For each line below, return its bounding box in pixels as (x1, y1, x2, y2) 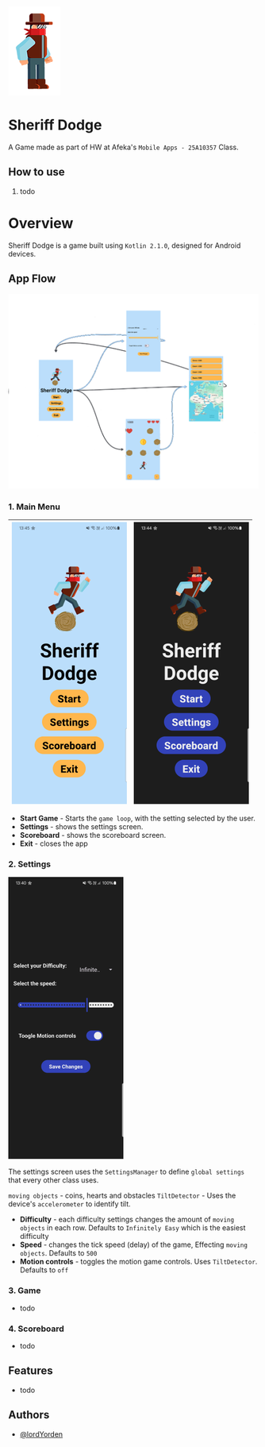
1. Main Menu (8, 501, 61, 512)
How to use (8, 165, 65, 179)
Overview (8, 214, 74, 232)
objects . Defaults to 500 (19, 1248, 98, 1258)
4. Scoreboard (8, 1323, 65, 1334)
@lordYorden (19, 1429, 63, 1439)
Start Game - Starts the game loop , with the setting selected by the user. (19, 813, 255, 824)
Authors (8, 1408, 50, 1422)
